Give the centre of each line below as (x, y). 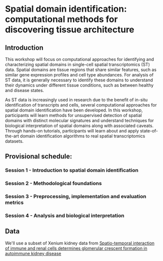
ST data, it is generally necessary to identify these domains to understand (79, 80)
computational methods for (62, 19)
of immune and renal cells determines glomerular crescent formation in (76, 248)
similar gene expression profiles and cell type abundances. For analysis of (79, 75)
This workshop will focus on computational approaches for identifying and (80, 59)
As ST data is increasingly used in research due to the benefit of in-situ (76, 100)
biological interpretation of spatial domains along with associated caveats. (79, 126)
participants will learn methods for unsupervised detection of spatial (73, 115)
